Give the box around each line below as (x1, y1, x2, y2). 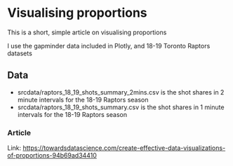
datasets (7, 49, 33, 57)
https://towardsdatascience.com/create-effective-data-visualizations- (22, 144, 226, 152)
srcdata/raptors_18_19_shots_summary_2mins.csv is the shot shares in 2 (17, 88, 225, 96)
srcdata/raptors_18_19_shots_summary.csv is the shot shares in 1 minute (17, 103, 225, 111)
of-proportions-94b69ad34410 (7, 151, 97, 160)
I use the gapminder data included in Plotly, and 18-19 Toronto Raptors (7, 41, 211, 50)
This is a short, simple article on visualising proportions (7, 28, 167, 36)
